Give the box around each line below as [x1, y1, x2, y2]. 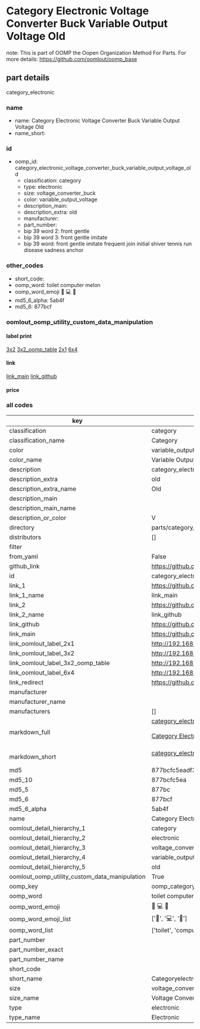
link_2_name [9, 610, 45, 619]
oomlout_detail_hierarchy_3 [9, 843, 86, 852]
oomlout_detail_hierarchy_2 [9, 834, 86, 842]
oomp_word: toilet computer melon [14, 281, 101, 288]
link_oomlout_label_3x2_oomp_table [9, 659, 110, 667]
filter [9, 542, 23, 551]
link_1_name [9, 591, 45, 599]
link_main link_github [6, 372, 58, 379]
